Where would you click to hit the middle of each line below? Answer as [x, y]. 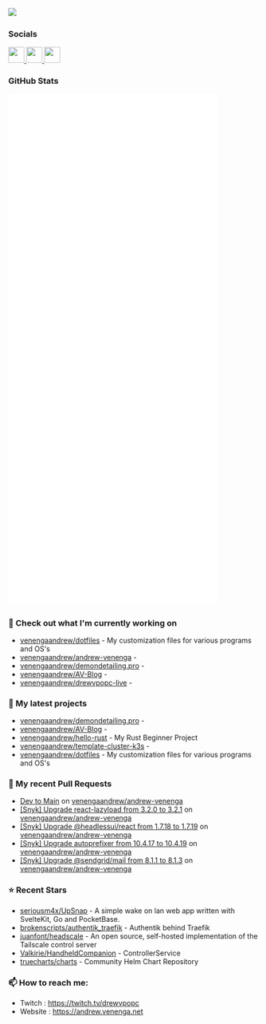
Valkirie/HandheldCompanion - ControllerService [100, 953]
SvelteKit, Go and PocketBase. [70, 919]
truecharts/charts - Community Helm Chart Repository [109, 961]
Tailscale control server [58, 944]
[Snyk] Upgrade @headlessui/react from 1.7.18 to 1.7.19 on [114, 827]
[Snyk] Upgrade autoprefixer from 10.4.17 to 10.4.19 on [108, 844]
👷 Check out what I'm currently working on [93, 623]
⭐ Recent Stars [38, 890]
